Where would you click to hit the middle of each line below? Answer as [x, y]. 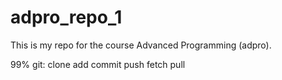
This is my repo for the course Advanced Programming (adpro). [141, 45]
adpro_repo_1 [66, 17]
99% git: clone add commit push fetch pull [98, 64]
